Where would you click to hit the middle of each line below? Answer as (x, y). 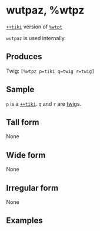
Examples (24, 221)
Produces (24, 57)
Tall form (23, 122)
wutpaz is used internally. (36, 38)
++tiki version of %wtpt (34, 27)
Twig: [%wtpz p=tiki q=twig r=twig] (51, 71)
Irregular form (32, 188)
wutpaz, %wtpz (45, 10)
